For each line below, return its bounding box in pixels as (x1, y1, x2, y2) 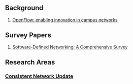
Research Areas (5, 58, 55, 66)
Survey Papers (5, 31, 52, 40)
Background (5, 4, 43, 12)
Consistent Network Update (5, 73, 73, 80)
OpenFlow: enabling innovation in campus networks (12, 17, 118, 22)
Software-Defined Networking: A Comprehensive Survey (12, 44, 128, 50)
